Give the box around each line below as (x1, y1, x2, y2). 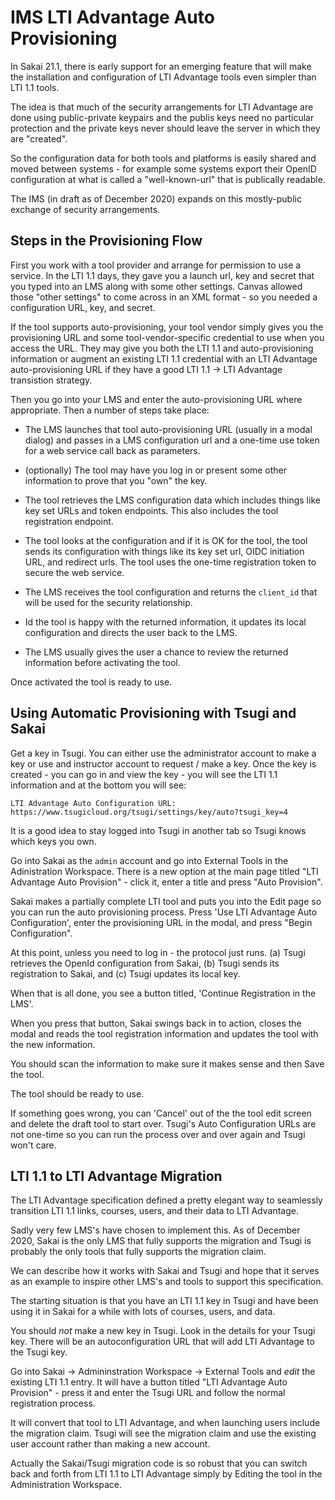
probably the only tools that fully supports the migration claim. (10, 1246, 267, 1258)
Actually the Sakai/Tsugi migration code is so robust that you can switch (10, 1457, 308, 1470)
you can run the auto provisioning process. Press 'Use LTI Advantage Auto (10, 906, 318, 918)
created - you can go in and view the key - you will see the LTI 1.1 (10, 768, 278, 780)
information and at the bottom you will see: (10, 779, 187, 791)
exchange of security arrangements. (10, 203, 161, 215)
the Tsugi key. (10, 1346, 68, 1358)
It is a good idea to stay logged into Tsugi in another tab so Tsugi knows (10, 824, 307, 836)
